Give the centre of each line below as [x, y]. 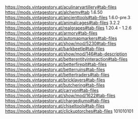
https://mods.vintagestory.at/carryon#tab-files [52, 90]
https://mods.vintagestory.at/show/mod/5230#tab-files [61, 43]
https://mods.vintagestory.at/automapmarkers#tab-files [61, 38]
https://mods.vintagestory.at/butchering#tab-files [55, 85]
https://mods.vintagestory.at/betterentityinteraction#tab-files [66, 59]
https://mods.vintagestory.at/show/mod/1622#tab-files [60, 95]
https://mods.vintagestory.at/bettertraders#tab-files [57, 75]
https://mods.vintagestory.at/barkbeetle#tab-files [55, 49]
